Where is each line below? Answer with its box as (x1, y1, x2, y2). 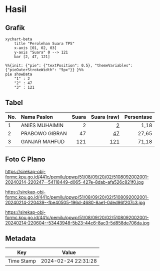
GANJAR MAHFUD (20, 138, 65, 145)
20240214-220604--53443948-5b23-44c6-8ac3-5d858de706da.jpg (5, 219, 150, 226)
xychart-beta (5, 37, 32, 42)
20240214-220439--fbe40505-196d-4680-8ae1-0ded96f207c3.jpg (5, 199, 145, 205)
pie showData (5, 72, 32, 77)
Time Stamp (7, 257, 36, 264)
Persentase (124, 113, 152, 120)
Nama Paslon (20, 113, 53, 120)
